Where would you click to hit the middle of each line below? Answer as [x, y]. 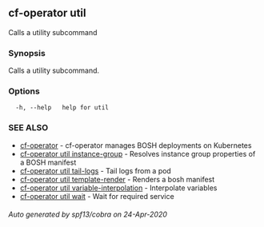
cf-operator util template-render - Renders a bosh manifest [117, 179]
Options [24, 91]
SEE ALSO [28, 128]
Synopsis [27, 53]
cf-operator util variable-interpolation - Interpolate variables [118, 188]
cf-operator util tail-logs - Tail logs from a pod [96, 170]
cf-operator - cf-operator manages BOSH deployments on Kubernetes [136, 145]
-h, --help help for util [62, 108]
